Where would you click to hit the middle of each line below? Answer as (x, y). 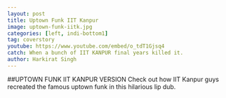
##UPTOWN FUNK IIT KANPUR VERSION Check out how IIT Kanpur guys (113, 79)
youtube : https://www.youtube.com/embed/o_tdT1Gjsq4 (86, 46)
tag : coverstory (31, 40)
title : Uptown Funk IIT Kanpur (53, 20)
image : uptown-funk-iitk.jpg (50, 27)
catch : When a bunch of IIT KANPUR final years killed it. (95, 53)
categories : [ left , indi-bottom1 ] (58, 33)
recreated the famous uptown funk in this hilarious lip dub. (92, 86)
